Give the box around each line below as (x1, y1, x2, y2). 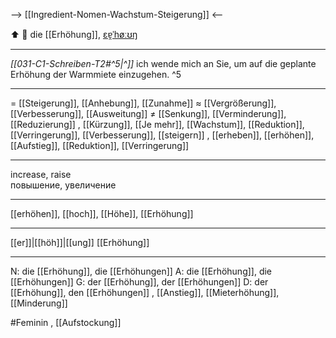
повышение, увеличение (10, 179, 117, 191)
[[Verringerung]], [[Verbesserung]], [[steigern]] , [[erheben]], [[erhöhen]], (10, 129, 315, 141)
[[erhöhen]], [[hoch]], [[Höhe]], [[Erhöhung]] (10, 208, 194, 219)
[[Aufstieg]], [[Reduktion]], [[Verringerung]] (10, 140, 190, 151)
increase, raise (10, 169, 72, 180)
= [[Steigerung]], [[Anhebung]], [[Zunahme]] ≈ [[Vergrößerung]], (10, 97, 277, 109)
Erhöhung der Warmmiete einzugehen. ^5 (10, 69, 182, 80)
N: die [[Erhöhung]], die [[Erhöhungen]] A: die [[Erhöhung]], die (10, 265, 273, 277)
